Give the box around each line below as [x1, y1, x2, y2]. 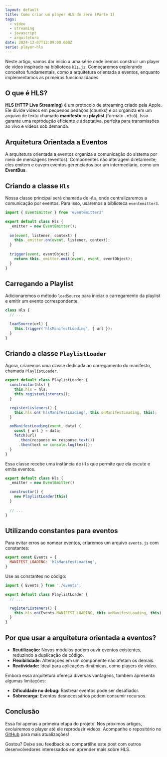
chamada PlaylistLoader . [5, 368, 58, 374]
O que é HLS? [5, 89, 48, 98]
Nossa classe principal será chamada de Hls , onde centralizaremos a [5, 195, 147, 201]
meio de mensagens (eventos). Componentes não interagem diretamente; [5, 156, 157, 163]
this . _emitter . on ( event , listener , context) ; [14, 237, 111, 243]
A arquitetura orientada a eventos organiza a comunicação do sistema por [5, 151, 158, 157]
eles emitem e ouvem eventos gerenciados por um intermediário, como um [5, 162, 160, 168]
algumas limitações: [5, 677, 46, 684]
